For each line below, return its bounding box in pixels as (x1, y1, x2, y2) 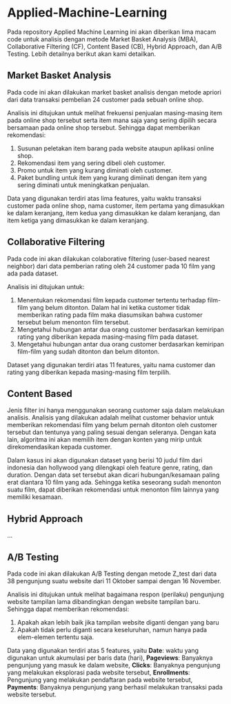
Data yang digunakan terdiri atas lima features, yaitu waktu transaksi (7, 194, 202, 202)
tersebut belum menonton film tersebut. (17, 317, 130, 326)
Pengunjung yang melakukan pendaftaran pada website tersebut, (7, 676, 193, 684)
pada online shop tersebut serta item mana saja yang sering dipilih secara (7, 116, 217, 124)
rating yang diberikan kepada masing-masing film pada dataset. (17, 333, 199, 341)
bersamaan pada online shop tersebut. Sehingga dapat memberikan (7, 123, 201, 132)
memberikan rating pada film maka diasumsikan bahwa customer (17, 311, 203, 319)
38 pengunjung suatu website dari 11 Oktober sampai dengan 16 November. (7, 577, 222, 585)
